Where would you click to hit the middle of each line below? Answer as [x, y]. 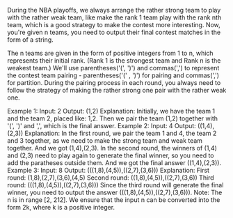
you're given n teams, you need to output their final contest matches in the [114, 32]
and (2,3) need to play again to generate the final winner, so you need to [111, 155]
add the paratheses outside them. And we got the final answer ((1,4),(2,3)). [114, 163]
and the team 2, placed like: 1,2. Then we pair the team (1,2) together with [112, 118]
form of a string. [30, 40]
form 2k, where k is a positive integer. [61, 207]
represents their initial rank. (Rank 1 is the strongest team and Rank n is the [114, 61]
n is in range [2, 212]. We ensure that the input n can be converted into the [114, 200]
